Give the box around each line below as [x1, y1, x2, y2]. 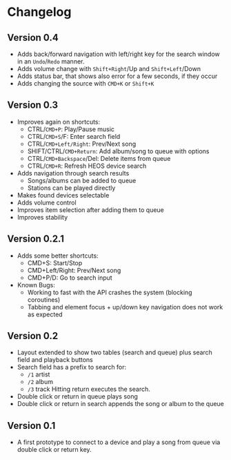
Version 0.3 [7, 99, 59, 111]
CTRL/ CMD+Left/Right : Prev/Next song [27, 140, 137, 148]
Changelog [7, 4, 72, 20]
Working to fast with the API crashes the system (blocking [27, 288, 192, 296]
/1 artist [27, 370, 50, 378]
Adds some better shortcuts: [17, 251, 99, 260]
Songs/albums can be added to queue [27, 176, 137, 184]
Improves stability [17, 213, 68, 221]
